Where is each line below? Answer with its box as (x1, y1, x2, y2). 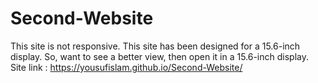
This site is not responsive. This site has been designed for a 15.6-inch (10, 40, 301, 52)
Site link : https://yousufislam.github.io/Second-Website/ (10, 61, 243, 73)
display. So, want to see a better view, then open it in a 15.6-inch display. (10, 50, 309, 62)
